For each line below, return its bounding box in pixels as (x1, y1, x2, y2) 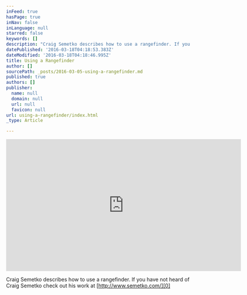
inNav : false (6, 19, 38, 25)
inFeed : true (6, 8, 38, 15)
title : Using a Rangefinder (6, 57, 75, 63)
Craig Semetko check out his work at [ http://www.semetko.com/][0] (6, 282, 171, 289)
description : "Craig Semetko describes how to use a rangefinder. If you (6, 42, 191, 48)
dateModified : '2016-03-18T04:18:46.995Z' (6, 52, 111, 58)
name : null (11, 90, 38, 96)
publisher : (6, 85, 33, 91)
